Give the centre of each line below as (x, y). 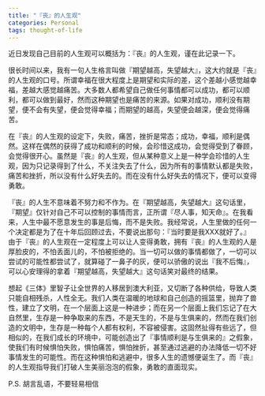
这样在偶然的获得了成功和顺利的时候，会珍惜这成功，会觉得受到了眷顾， (139, 146)
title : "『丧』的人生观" (45, 15)
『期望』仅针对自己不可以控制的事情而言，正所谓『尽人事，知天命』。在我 (127, 212)
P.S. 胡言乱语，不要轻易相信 (54, 384)
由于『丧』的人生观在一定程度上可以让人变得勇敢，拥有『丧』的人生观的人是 (132, 242)
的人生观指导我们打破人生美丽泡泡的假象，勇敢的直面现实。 (105, 367)
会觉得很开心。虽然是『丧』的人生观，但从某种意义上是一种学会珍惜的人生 (129, 156)
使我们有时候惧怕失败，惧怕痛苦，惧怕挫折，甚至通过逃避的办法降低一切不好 (132, 347)
